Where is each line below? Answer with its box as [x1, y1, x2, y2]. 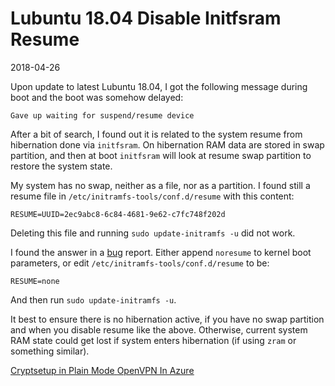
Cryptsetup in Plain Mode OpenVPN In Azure [10, 364, 195, 376]
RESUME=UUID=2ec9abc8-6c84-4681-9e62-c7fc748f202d [10, 209, 226, 219]
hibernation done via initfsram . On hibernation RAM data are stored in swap [10, 138, 325, 151]
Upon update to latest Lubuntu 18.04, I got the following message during [10, 80, 308, 92]
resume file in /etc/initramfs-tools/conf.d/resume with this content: [10, 190, 295, 202]
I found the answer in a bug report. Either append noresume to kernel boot [10, 246, 312, 258]
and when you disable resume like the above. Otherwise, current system [10, 323, 308, 336]
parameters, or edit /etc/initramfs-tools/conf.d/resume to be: [10, 257, 270, 269]
